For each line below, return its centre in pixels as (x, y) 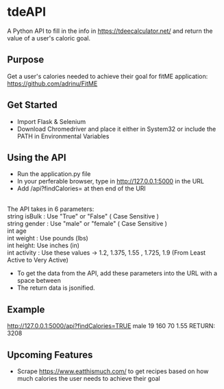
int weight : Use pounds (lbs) (48, 238)
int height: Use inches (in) (43, 246)
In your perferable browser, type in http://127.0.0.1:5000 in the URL (110, 181)
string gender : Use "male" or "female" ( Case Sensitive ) (87, 224)
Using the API (37, 157)
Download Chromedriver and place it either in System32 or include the (116, 129)
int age (17, 231)
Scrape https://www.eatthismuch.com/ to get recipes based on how (113, 371)
